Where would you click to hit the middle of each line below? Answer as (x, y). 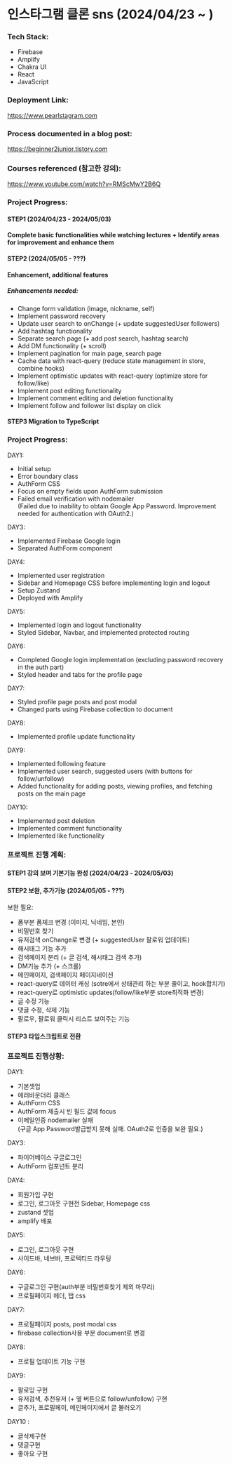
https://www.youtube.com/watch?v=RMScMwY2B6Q (84, 184)
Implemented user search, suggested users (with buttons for (105, 771)
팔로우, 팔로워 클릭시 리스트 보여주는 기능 (74, 1019)
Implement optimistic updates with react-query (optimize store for (112, 376)
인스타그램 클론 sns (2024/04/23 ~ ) (110, 14)
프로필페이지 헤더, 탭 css (52, 1295)
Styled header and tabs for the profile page (80, 674)
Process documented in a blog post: (70, 133)
